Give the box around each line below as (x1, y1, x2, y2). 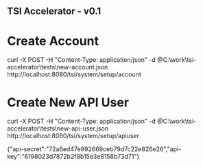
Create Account (7, 33, 99, 49)
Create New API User (7, 94, 129, 110)
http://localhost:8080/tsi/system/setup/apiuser (7, 132, 139, 140)
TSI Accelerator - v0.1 (7, 5, 101, 17)
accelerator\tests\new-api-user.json (7, 124, 108, 133)
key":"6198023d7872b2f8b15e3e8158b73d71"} (7, 153, 140, 161)
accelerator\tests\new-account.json (7, 63, 108, 71)
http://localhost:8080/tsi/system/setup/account (7, 70, 142, 78)
